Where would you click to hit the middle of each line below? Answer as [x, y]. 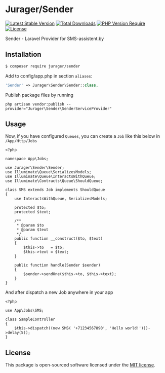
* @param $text [33, 230]
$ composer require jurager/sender [43, 66]
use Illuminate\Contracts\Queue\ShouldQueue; [54, 181]
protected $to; [30, 208]
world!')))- [138, 328]
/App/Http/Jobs [21, 141]
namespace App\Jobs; [27, 159]
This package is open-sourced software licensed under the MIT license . [80, 365]
